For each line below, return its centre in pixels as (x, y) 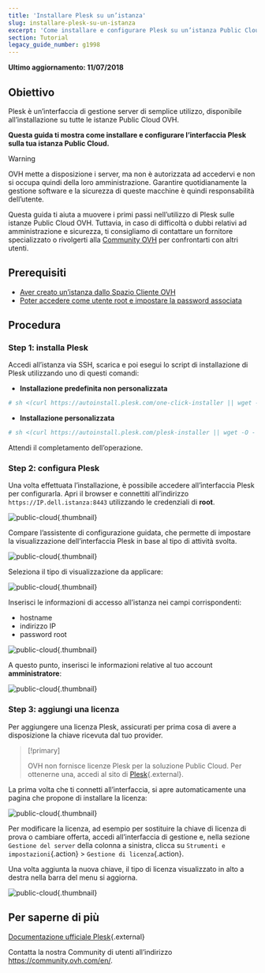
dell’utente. (26, 199)
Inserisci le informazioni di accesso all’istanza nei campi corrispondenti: (125, 602)
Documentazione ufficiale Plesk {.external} (77, 937)
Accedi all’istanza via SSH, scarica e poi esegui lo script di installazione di (128, 365)
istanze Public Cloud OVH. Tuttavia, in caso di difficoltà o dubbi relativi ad (127, 223)
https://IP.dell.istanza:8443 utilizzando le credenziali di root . (112, 502)
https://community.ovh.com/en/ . (60, 960)
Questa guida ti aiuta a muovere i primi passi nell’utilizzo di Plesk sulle (121, 214)
